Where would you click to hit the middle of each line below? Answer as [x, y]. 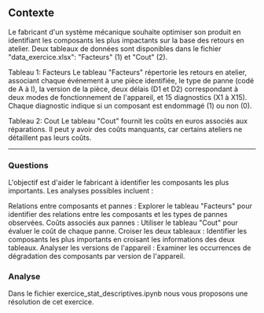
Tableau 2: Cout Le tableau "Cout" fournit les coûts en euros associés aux [128, 120]
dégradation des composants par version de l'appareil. [97, 256]
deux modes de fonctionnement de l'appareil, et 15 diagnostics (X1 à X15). [128, 97]
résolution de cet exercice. [51, 302]
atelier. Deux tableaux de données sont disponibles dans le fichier [115, 48]
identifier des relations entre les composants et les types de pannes [118, 215]
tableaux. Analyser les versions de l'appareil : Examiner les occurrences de [130, 248]
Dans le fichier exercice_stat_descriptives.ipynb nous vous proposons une [128, 293]
